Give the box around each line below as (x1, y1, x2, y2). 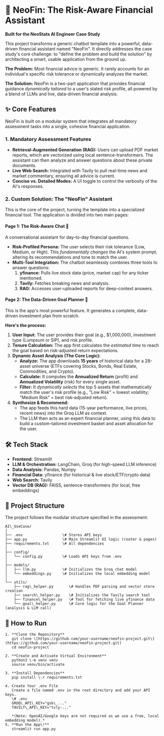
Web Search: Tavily (12, 477, 53, 483)
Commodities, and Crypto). (19, 368, 75, 374)
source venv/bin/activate (11, 662, 65, 667)
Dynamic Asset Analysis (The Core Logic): (12, 353, 101, 358)
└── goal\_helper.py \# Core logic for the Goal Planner (14, 601, 144, 606)
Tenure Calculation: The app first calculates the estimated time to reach (12, 342, 159, 348)
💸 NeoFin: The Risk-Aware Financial (5, 4, 153, 16)
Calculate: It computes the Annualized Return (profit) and (19, 373, 138, 380)
